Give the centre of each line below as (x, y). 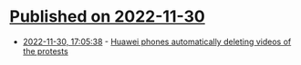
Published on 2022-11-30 (107, 17)
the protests (45, 51)
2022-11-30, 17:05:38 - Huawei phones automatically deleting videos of (157, 42)
